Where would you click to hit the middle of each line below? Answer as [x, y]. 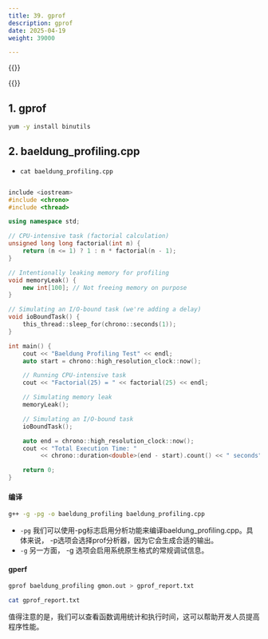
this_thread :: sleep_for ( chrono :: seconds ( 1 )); [100, 324]
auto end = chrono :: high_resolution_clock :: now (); [108, 441]
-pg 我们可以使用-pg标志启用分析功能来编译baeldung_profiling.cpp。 [133, 530]
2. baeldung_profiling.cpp [74, 151]
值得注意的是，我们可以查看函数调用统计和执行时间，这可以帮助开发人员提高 [134, 617]
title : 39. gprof [37, 16]
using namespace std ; [44, 222]
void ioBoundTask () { [44, 317]
